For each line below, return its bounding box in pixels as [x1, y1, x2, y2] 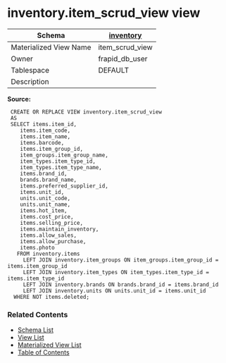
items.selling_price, [20, 219, 83, 226]
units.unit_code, [20, 195, 71, 202]
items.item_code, [20, 127, 71, 134]
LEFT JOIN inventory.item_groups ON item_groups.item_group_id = [23, 256, 219, 264]
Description [11, 76, 49, 86]
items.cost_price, [20, 213, 74, 220]
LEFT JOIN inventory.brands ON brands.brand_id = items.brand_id [23, 281, 219, 288]
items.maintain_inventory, [20, 226, 99, 233]
